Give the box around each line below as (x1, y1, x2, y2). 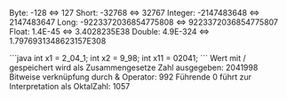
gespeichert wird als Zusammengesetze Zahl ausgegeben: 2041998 (9, 62, 259, 73)
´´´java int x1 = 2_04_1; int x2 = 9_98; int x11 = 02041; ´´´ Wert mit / (9, 53, 246, 63)
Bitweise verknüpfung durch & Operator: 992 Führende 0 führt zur (9, 72, 251, 82)
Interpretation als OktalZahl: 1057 (9, 81, 131, 91)
